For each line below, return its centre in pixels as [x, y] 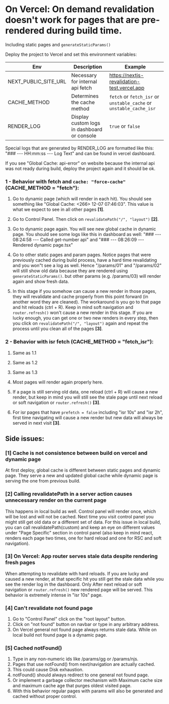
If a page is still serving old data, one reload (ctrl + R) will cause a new [85, 392]
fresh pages [20, 563]
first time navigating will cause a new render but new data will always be [88, 417]
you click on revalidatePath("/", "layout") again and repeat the [80, 324]
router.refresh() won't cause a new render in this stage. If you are [82, 312]
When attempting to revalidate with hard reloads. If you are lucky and [77, 573]
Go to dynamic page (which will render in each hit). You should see [82, 199]
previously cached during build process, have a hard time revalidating [85, 260]
